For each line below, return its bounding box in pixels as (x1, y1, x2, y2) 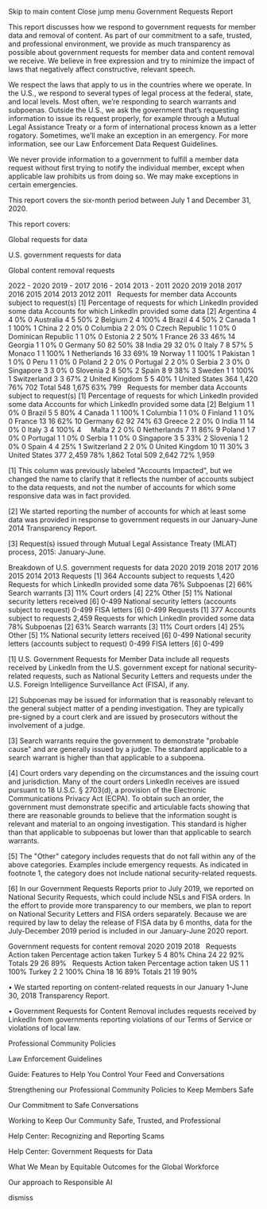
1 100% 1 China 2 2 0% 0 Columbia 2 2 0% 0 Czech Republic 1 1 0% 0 (8, 323, 237, 333)
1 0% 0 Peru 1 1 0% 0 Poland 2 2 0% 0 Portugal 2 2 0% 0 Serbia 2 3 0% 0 (8, 358, 250, 366)
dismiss (8, 1193, 33, 1202)
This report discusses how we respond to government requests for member (8, 22, 257, 31)
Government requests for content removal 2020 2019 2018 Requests (8, 941, 237, 951)
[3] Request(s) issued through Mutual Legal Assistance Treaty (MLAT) (8, 539, 238, 548)
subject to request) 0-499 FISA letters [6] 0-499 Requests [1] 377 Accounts (8, 605, 257, 614)
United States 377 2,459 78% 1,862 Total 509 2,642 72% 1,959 (8, 450, 215, 460)
